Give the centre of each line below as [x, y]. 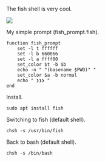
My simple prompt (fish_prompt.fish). [53, 32]
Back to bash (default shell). [42, 142]
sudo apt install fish [35, 108]
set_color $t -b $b [42, 65]
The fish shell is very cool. [39, 9]
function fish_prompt [34, 43]
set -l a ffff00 [38, 59]
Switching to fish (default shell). [46, 119]
